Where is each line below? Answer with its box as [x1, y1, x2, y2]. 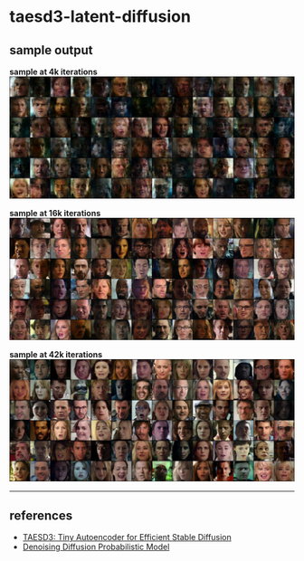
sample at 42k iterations [9, 349, 103, 360]
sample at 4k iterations [9, 66, 98, 77]
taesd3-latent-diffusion [9, 6, 192, 27]
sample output [9, 43, 93, 58]
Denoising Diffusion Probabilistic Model [22, 541, 170, 552]
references [9, 508, 73, 523]
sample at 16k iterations [9, 208, 101, 219]
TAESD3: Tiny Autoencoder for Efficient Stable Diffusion [22, 532, 233, 542]
